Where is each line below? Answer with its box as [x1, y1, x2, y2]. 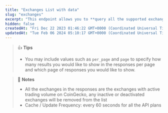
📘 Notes [17, 76, 35, 82]
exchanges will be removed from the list [24, 97, 107, 102]
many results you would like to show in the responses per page [24, 61, 155, 67]
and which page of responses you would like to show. [24, 67, 136, 72]
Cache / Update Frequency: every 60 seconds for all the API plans [24, 102, 161, 108]
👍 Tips [17, 44, 33, 50]
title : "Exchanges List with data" [5, 7, 79, 12]
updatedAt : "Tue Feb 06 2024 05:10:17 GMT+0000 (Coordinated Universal [5, 30, 157, 35]
